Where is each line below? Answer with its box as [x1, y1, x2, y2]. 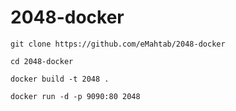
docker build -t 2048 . [10, 74, 110, 84]
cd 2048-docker [10, 56, 74, 66]
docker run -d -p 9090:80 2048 [10, 91, 141, 101]
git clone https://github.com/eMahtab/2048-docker [10, 39, 226, 49]
